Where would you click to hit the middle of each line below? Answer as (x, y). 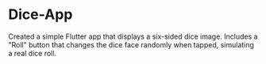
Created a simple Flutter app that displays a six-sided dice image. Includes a (133, 36)
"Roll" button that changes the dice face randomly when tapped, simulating (131, 44)
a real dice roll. (33, 53)
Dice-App (40, 15)
